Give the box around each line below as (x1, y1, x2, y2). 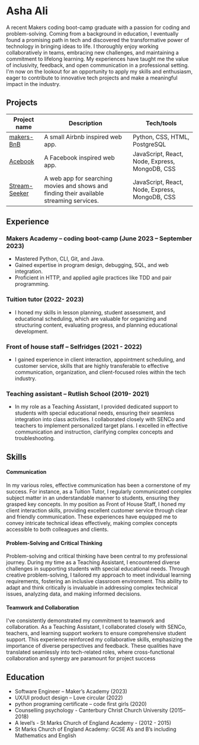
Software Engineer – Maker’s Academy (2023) (14, 688, 127, 695)
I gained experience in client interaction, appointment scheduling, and (14, 356, 185, 363)
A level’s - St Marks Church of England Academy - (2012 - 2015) (14, 719, 172, 727)
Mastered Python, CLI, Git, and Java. (14, 255, 105, 262)
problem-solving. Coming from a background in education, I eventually (6, 30, 179, 37)
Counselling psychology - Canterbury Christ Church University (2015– (14, 707, 186, 714)
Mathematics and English (14, 732, 77, 739)
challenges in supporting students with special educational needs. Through (6, 565, 190, 572)
